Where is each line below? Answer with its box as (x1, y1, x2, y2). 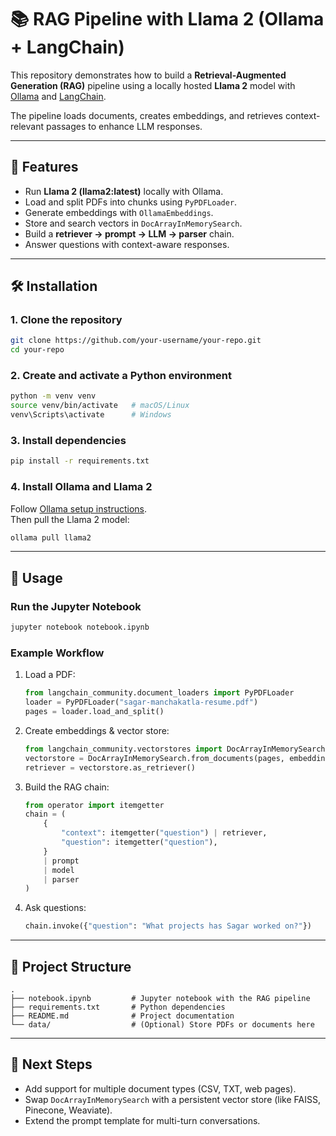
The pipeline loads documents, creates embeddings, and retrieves (10, 109, 283, 121)
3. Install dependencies (10, 434, 127, 448)
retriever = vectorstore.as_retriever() (24, 762, 196, 773)
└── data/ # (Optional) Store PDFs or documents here (10, 1020, 315, 1030)
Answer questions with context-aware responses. (24, 238, 230, 250)
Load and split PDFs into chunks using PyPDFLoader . (24, 196, 238, 208)
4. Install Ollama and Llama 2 (10, 480, 153, 494)
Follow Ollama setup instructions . (10, 502, 148, 515)
